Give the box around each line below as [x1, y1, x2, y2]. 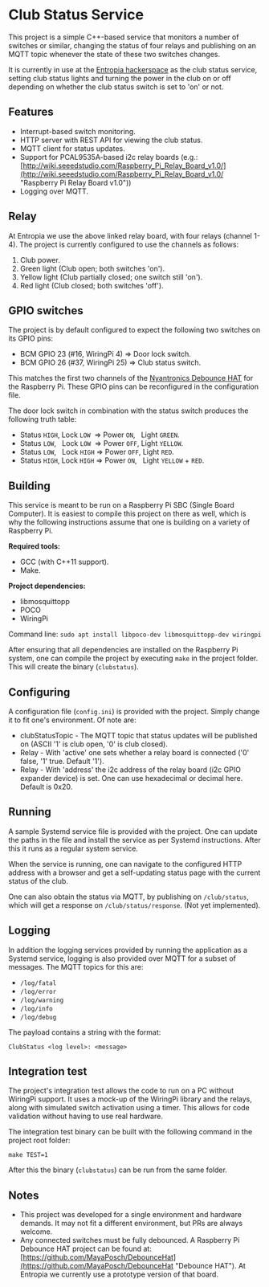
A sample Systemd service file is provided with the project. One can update [8, 826, 259, 836]
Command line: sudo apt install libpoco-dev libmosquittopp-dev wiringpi [8, 629, 262, 639]
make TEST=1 [8, 1151, 48, 1159]
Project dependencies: [8, 581, 86, 591]
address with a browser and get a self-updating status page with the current [8, 868, 261, 877]
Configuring [8, 685, 71, 699]
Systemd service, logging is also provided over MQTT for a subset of [8, 954, 237, 963]
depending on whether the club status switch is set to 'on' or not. [8, 82, 224, 92]
